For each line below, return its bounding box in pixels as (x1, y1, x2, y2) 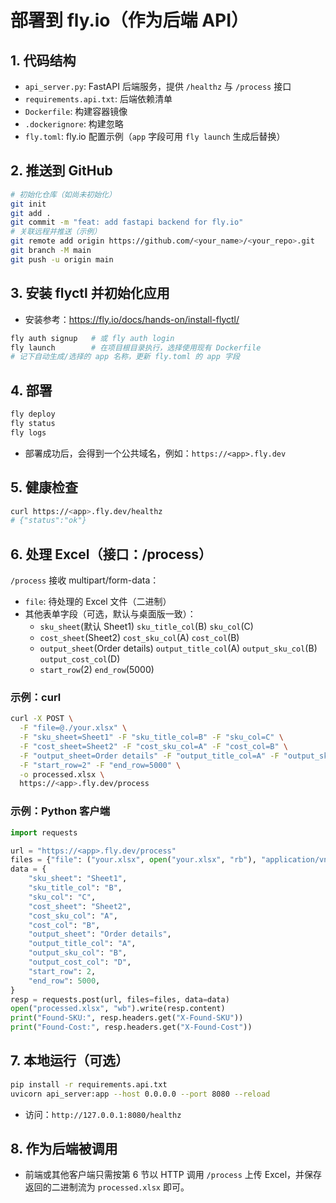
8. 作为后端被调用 (10, 1140, 118, 1157)
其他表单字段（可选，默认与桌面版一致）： (24, 608, 197, 620)
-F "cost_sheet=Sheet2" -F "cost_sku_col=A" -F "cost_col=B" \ (19, 741, 288, 751)
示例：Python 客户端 (10, 804, 111, 818)
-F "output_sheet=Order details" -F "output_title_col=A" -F (19, 751, 280, 761)
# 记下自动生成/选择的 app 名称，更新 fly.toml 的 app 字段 (10, 352, 240, 362)
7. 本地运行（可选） (10, 1052, 129, 1070)
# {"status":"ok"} (10, 516, 87, 526)
